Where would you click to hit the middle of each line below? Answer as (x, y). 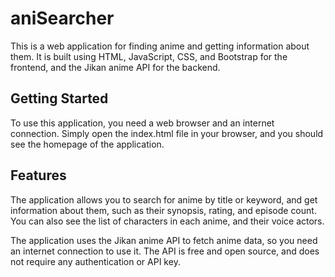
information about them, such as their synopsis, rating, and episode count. (163, 210)
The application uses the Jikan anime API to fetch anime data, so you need (164, 240)
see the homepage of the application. (87, 144)
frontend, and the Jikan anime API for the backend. (115, 67)
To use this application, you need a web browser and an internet (142, 123)
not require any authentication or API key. (95, 261)
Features (38, 175)
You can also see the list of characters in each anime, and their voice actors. (167, 221)
